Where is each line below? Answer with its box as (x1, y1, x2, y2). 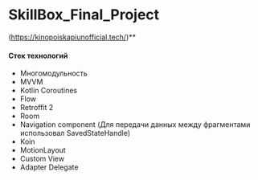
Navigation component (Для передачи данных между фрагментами (19, 120, 251, 129)
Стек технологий (8, 51, 68, 60)
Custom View (19, 154, 65, 164)
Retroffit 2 (19, 103, 54, 112)
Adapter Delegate (19, 162, 79, 172)
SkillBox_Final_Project (8, 6, 160, 24)
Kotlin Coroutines (19, 86, 78, 96)
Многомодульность (19, 68, 88, 78)
